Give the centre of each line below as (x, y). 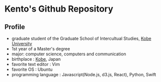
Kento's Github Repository (59, 9)
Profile (15, 27)
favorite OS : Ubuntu (32, 69)
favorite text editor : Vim (36, 64)
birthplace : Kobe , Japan (36, 59)
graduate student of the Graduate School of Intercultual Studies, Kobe (81, 38)
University (22, 44)
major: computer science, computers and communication (69, 54)
